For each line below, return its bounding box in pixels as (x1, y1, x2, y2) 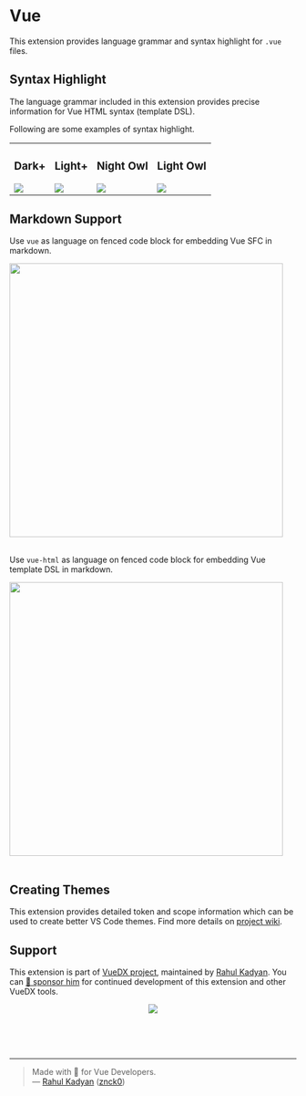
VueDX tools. (9, 986, 59, 997)
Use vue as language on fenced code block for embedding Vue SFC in (9, 235, 272, 246)
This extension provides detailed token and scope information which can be (9, 906, 294, 917)
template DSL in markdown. (9, 564, 114, 575)
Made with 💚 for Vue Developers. (31, 1067, 157, 1078)
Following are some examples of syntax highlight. (9, 123, 195, 134)
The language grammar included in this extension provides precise (9, 96, 260, 107)
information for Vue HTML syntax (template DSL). (9, 106, 196, 117)
